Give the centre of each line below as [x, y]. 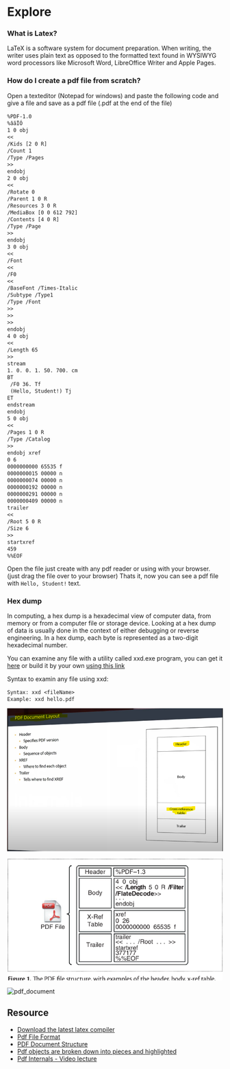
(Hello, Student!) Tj [41, 391]
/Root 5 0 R [24, 521]
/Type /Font [24, 302]
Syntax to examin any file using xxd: [58, 679]
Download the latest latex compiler [66, 1029]
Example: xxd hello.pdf [41, 700]
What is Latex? [32, 34]
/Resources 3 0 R [32, 206]
